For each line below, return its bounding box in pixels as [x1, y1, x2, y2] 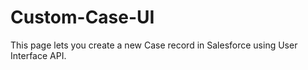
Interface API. [10, 49, 67, 61]
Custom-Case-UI [10, 6, 155, 29]
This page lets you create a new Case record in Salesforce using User [10, 39, 298, 51]
